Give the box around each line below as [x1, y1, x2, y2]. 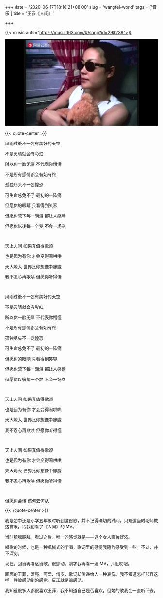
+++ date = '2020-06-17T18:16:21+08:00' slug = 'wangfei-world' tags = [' [5, 4, 153, 10]
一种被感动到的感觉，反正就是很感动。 [9, 577, 86, 583]
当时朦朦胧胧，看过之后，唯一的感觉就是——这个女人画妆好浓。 [5, 534, 132, 540]
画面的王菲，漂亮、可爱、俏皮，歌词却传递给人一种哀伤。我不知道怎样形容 [5, 571, 154, 577]
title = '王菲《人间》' [13, 10, 54, 16]
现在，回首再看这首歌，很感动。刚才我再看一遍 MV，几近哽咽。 [5, 561, 132, 566]
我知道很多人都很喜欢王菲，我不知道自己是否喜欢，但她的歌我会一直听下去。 [5, 587, 158, 593]
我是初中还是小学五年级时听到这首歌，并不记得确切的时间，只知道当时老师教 [5, 517, 158, 523]
